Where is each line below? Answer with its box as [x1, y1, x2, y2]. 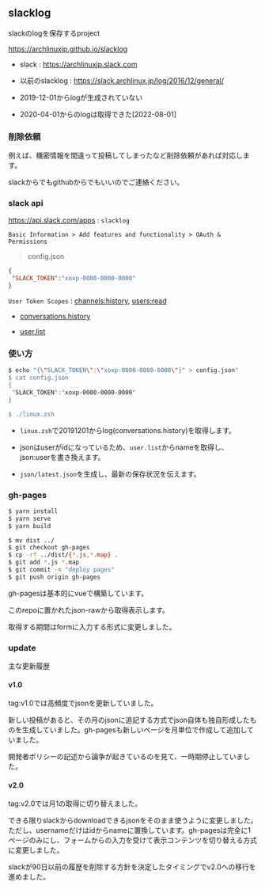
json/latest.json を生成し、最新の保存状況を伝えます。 [19, 469, 201, 478]
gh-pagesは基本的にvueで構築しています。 [8, 588, 149, 598]
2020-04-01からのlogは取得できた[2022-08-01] [19, 109, 176, 119]
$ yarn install [8, 507, 59, 515]
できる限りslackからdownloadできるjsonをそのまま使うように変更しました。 [8, 815, 259, 826]
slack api [8, 198, 44, 209]
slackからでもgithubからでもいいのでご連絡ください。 [8, 177, 184, 187]
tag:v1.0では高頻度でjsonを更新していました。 [8, 698, 158, 708]
